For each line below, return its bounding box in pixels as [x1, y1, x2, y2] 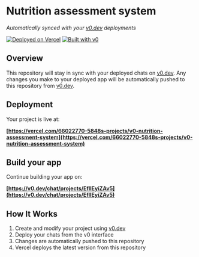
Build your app [6, 157, 62, 167]
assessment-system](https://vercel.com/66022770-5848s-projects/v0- [6, 134, 193, 141]
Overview [6, 53, 44, 64]
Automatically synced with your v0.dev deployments [6, 24, 136, 31]
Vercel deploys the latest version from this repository [14, 244, 146, 251]
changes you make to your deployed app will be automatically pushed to [6, 75, 185, 82]
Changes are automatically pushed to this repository [14, 238, 144, 245]
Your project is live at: [6, 116, 60, 123]
